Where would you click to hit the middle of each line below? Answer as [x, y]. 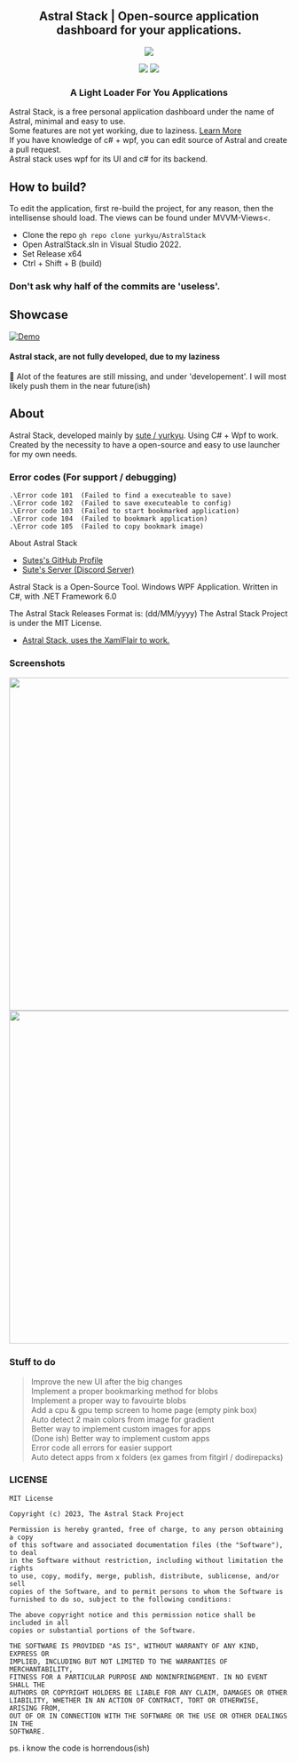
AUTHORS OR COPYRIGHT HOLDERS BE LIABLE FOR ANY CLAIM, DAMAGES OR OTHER [149, 1693]
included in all [39, 1623]
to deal [24, 1552]
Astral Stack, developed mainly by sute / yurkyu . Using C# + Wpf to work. [144, 435]
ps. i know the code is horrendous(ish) [80, 1748]
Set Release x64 [52, 253]
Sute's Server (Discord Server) [78, 569]
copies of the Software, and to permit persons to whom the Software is [146, 1591]
